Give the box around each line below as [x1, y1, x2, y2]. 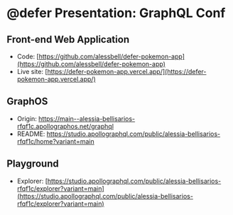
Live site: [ [16, 68, 48, 75]
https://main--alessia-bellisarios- [38, 114, 136, 122]
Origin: [16, 114, 37, 122]
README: [16, 130, 45, 138]
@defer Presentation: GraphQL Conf [6, 5, 226, 21]
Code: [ [16, 52, 40, 61]
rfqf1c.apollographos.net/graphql [16, 122, 114, 130]
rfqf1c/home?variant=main [16, 137, 95, 145]
